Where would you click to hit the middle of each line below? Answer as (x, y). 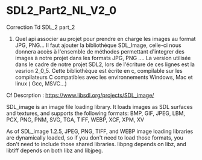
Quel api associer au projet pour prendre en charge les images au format (105, 38)
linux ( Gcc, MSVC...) (41, 83)
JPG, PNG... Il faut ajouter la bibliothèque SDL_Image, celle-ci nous (98, 45)
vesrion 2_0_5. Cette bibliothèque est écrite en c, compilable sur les (99, 70)
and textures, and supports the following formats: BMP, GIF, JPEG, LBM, (96, 113)
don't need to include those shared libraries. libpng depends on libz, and (96, 144)
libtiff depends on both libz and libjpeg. (55, 150)
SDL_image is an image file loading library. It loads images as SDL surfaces (99, 106)
